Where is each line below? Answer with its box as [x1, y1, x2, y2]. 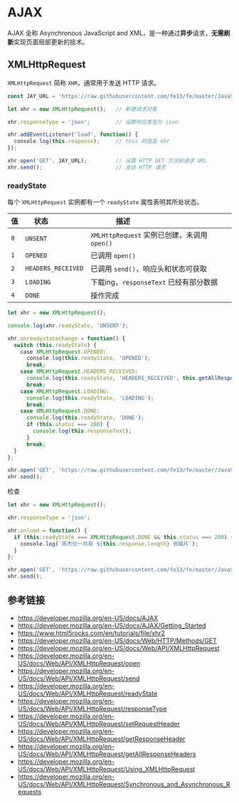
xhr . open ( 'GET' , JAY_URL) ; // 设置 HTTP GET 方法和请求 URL [7, 157, 208, 164]
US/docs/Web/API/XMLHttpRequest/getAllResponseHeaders [17, 750, 196, 758]
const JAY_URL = [7, 92, 55, 100]
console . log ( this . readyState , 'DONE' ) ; [26, 414, 144, 422]
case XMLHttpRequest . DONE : [20, 408, 100, 415]
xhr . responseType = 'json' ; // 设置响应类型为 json [7, 118, 179, 125]
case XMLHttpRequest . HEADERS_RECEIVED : [20, 368, 139, 376]
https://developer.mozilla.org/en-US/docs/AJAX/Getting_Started [17, 621, 206, 629]
